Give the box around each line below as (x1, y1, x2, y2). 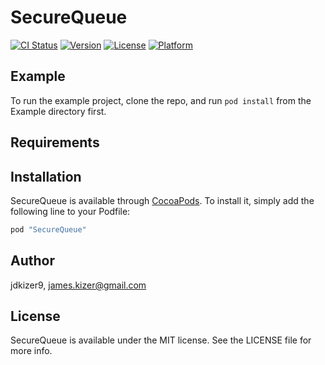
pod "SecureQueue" (10, 224, 87, 235)
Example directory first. (10, 105, 107, 117)
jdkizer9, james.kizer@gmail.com (10, 279, 147, 291)
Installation (10, 168, 82, 185)
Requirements (10, 134, 100, 151)
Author (10, 252, 55, 270)
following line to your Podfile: (10, 205, 131, 217)
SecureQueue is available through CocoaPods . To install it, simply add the (10, 194, 315, 206)
